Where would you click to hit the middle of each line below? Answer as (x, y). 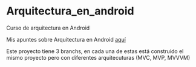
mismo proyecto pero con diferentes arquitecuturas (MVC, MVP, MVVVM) (98, 57)
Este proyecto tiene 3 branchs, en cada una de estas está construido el (95, 51)
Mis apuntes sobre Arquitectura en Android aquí (66, 39)
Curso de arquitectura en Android (48, 28)
